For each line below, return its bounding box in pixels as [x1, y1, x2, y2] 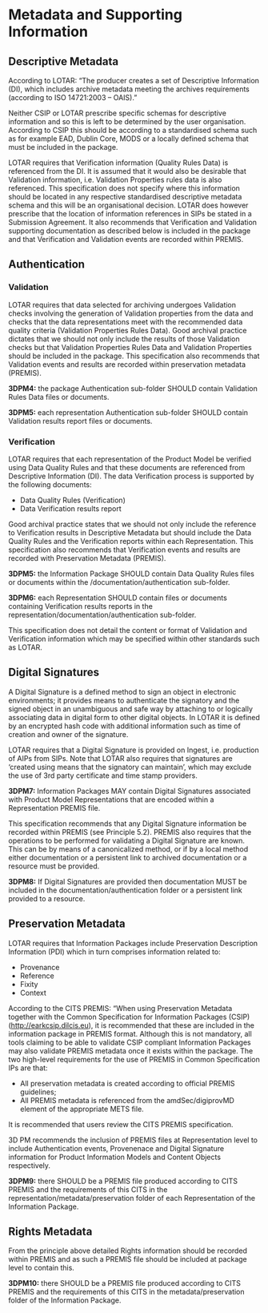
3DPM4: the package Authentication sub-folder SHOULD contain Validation [8, 383, 258, 393]
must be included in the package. [8, 143, 118, 151]
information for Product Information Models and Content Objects [8, 1152, 222, 1162]
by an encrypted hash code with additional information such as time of [8, 721, 242, 731]
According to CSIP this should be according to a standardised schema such [8, 126, 258, 135]
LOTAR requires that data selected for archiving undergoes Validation [8, 300, 237, 309]
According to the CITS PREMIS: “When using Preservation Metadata [8, 1003, 233, 1013]
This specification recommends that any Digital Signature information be [8, 819, 247, 828]
